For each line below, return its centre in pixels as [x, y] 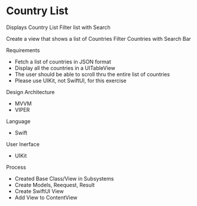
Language [18, 121]
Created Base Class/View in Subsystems [64, 178]
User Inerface [23, 144]
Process [16, 167]
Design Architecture [30, 92]
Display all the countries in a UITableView [65, 68]
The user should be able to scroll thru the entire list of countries [92, 74]
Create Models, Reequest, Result [55, 185]
